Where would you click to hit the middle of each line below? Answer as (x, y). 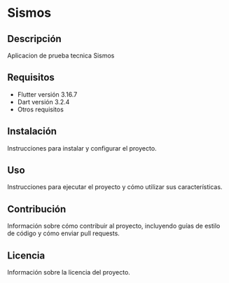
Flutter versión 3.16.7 (47, 94)
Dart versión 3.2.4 (43, 102)
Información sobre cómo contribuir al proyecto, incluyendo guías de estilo (114, 226)
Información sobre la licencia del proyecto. (69, 272)
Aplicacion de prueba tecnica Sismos (61, 55)
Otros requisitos (41, 109)
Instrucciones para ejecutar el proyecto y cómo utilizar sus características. (115, 187)
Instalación (32, 131)
